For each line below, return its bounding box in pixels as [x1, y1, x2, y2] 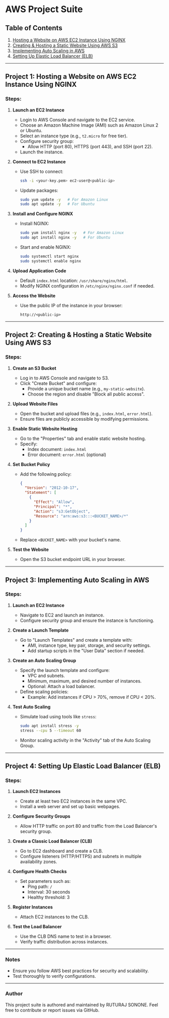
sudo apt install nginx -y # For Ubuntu [20, 235, 111, 240]
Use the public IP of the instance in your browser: [20, 302, 123, 308]
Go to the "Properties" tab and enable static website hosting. [20, 435, 146, 441]
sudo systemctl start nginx [20, 254, 79, 259]
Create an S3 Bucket [12, 365, 56, 371]
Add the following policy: [20, 471, 72, 477]
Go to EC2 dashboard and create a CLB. [20, 848, 103, 854]
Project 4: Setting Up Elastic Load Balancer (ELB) [5, 762, 161, 770]
